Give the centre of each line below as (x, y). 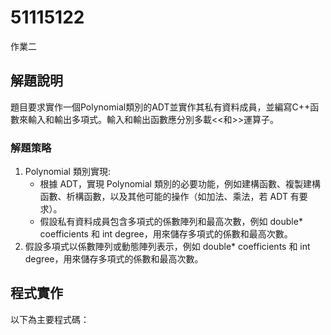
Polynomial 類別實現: (67, 172)
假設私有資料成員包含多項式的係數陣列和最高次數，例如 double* (171, 222)
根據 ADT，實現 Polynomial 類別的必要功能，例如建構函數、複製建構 (180, 184)
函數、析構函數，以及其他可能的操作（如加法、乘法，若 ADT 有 (169, 197)
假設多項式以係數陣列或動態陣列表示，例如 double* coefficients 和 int (167, 247)
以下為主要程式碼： (50, 319)
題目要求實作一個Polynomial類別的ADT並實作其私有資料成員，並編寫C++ (160, 107)
